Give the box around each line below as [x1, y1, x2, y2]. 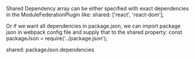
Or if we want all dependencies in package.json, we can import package [6, 23, 181, 29]
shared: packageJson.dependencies [6, 46, 95, 53]
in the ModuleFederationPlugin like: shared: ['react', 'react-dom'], [6, 11, 164, 18]
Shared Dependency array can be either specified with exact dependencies [6, 5, 189, 12]
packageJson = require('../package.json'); [6, 35, 107, 41]
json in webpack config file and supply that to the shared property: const [6, 29, 183, 36]
